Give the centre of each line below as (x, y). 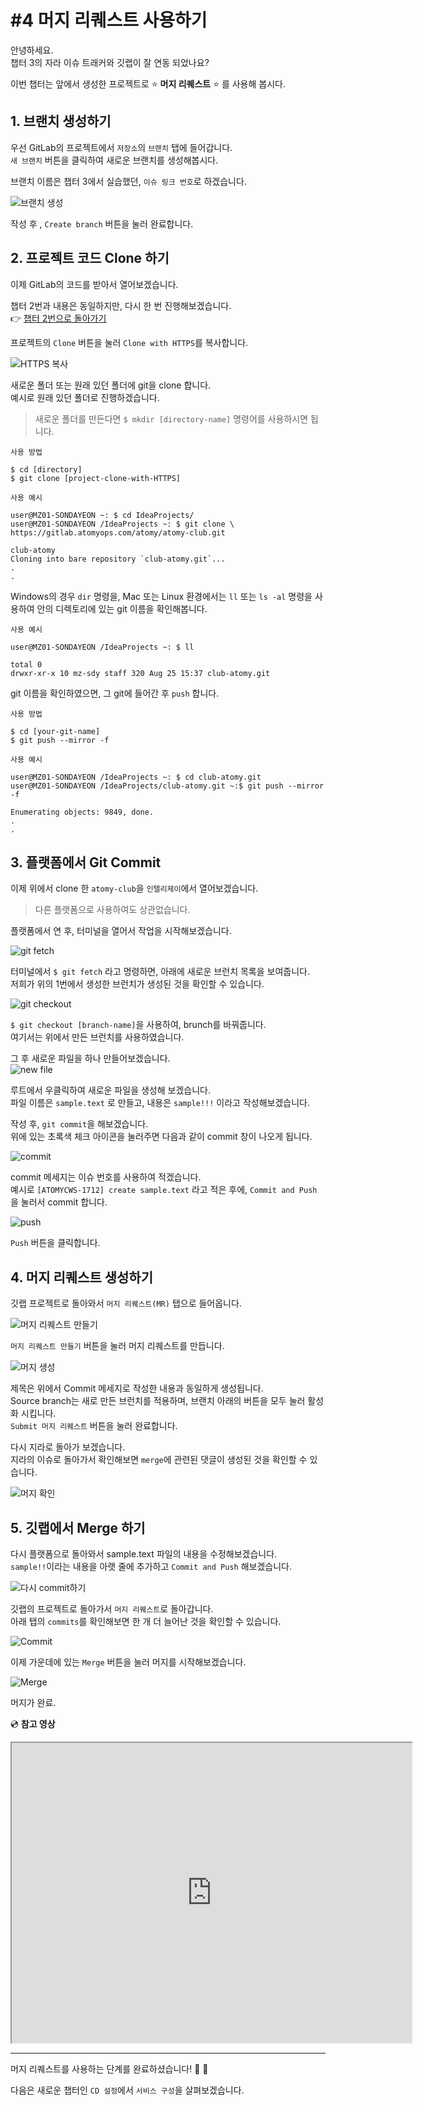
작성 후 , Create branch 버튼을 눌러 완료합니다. (102, 223)
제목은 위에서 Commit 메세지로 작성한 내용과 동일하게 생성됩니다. (137, 1388)
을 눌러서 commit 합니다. (59, 1202)
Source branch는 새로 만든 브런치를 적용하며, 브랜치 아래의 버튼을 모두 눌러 (158, 1401)
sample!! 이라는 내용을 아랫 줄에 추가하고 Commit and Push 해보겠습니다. (151, 1566)
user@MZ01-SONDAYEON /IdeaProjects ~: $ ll (102, 647)
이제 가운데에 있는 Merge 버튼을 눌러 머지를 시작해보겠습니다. (128, 1662)
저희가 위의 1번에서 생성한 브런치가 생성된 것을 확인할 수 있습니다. (137, 984)
